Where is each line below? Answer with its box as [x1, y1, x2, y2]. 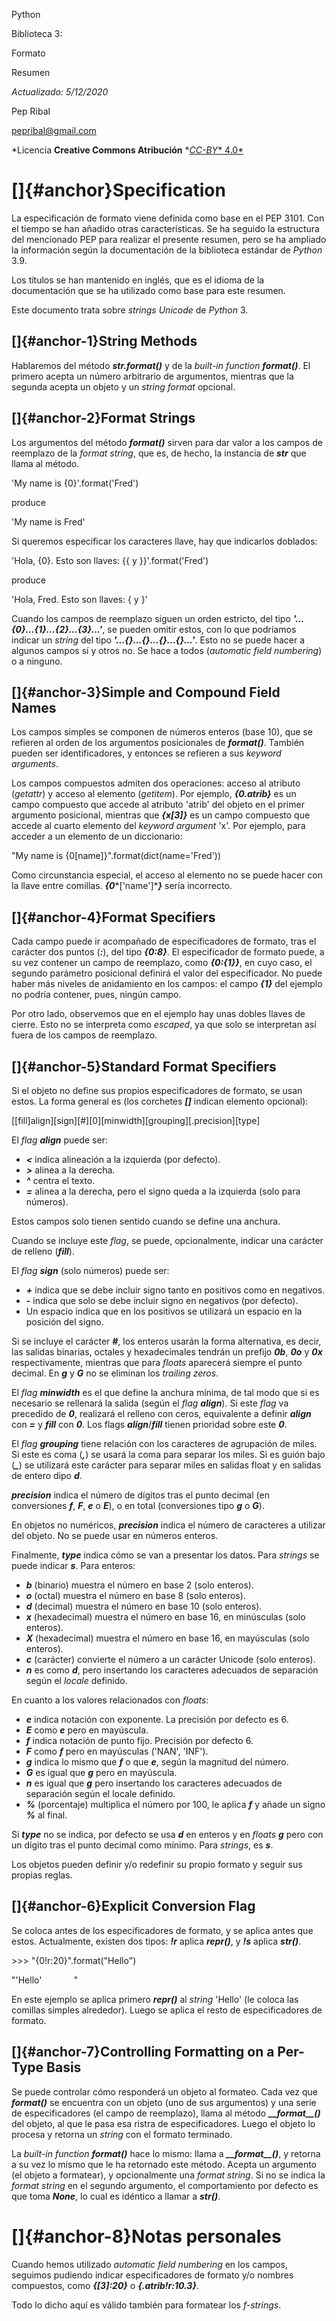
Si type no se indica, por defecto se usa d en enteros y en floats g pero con [11, 1829, 324, 1840]
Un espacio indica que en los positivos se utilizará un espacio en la [25, 1305, 303, 1317]
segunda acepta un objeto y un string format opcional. [11, 380, 236, 393]
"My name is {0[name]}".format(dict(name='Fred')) [11, 850, 222, 862]
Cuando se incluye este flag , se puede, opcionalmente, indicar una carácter [11, 1235, 324, 1246]
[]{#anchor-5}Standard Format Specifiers [11, 1058, 277, 1075]
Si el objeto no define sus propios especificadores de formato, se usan [11, 1085, 303, 1096]
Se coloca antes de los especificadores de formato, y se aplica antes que [11, 1924, 314, 1936]
